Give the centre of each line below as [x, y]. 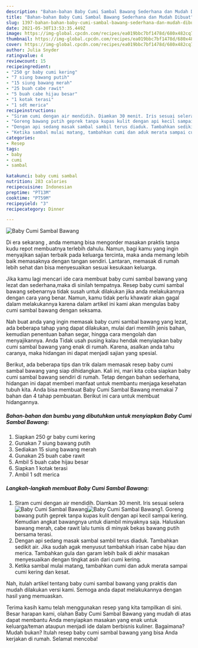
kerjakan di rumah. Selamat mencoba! [52, 639]
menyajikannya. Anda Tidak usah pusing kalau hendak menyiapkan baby [94, 341]
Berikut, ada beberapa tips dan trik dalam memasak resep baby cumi [90, 364]
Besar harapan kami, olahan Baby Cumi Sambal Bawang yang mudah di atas [99, 614]
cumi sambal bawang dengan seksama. [54, 310]
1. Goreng [172, 509]
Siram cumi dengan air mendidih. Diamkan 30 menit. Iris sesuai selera [99, 503]
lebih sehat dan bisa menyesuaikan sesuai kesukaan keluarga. [82, 268]
